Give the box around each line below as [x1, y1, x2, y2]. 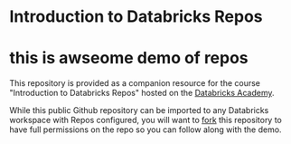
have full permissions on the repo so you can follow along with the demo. [9, 124, 282, 135]
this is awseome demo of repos [9, 48, 249, 69]
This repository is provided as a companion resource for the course [9, 78, 260, 89]
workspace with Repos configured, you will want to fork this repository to [9, 115, 283, 126]
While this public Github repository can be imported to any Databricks [9, 105, 269, 116]
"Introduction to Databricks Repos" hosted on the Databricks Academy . [9, 88, 275, 99]
